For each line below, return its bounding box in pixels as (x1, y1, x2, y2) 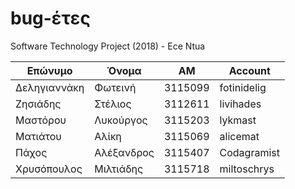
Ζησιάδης (15, 97, 62, 111)
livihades (219, 97, 262, 111)
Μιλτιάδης (94, 162, 144, 176)
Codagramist (219, 145, 280, 159)
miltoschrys (219, 162, 275, 176)
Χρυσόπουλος (15, 162, 83, 176)
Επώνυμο (26, 63, 73, 77)
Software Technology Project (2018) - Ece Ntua (10, 40, 206, 52)
